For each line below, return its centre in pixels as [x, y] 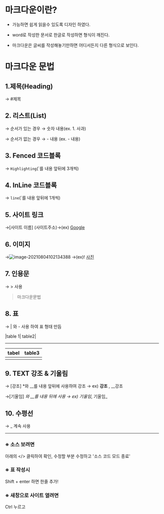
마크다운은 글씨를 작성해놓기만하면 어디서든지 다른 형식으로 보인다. [75, 45]
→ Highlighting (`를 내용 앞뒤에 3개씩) [42, 168]
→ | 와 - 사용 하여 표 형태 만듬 [33, 326]
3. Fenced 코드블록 [33, 156]
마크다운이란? [31, 10]
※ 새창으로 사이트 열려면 [32, 495]
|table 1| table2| [21, 336]
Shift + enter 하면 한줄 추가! [32, 481]
